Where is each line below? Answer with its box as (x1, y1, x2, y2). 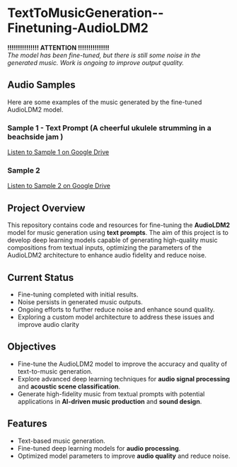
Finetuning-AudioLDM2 (7, 20, 149, 36)
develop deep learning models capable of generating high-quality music (7, 236, 218, 245)
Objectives (7, 341, 57, 353)
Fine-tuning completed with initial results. (17, 290, 139, 299)
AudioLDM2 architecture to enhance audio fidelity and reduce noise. (7, 251, 207, 260)
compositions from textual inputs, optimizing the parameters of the (7, 243, 202, 252)
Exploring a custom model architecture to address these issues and (17, 313, 214, 321)
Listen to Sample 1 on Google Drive (7, 148, 110, 156)
